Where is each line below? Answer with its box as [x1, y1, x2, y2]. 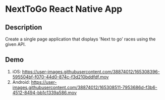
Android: [12, 79, 30, 85]
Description [5, 23, 42, 32]
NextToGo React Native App [5, 3, 122, 15]
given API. [5, 41, 26, 47]
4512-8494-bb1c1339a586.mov [12, 90, 77, 96]
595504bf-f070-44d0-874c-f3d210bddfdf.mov [12, 74, 109, 80]
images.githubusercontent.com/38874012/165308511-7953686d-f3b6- [12, 84, 158, 90]
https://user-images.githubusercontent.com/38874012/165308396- [22, 68, 160, 74]
